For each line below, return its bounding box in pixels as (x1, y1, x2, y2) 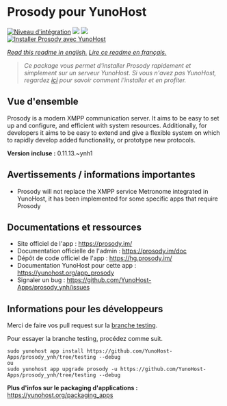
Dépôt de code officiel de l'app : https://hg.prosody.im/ (16, 254, 172, 262)
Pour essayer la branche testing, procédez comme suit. (7, 335, 163, 343)
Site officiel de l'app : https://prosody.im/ (16, 240, 133, 248)
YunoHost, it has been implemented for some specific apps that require (16, 194, 219, 203)
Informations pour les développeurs (7, 303, 163, 315)
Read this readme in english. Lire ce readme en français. (7, 48, 167, 56)
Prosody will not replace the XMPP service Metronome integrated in (16, 187, 209, 195)
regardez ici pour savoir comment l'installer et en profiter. (23, 76, 187, 84)
